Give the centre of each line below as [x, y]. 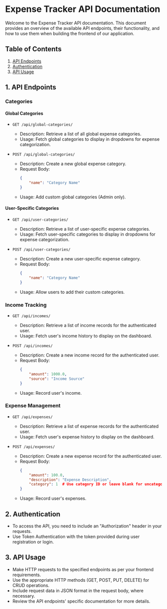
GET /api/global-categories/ [42, 125]
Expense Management [33, 406]
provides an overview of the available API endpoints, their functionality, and [83, 28]
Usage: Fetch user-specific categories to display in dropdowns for [87, 234]
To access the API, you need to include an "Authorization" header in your [87, 526]
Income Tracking [26, 305]
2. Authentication [33, 514]
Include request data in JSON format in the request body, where [78, 591]
